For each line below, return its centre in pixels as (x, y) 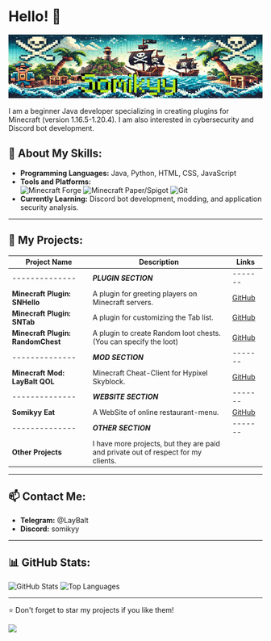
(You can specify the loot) (135, 341)
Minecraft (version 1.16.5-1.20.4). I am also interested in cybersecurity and (131, 119)
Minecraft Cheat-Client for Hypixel (150, 373)
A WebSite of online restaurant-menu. (156, 413)
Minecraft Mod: (38, 373)
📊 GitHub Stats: (50, 563)
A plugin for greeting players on (145, 293)
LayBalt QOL (33, 381)
